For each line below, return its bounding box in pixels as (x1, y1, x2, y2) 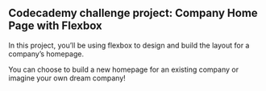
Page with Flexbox (8, 19, 102, 33)
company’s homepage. (8, 48, 85, 59)
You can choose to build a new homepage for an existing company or (8, 64, 239, 74)
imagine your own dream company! (8, 72, 127, 83)
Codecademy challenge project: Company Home (8, 6, 258, 20)
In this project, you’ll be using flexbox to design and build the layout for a (8, 40, 250, 50)
